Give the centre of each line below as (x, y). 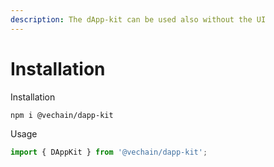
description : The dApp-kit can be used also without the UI (138, 19)
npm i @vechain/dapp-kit (62, 115)
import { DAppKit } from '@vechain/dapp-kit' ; (109, 152)
